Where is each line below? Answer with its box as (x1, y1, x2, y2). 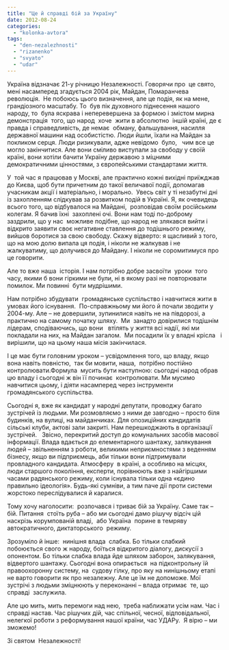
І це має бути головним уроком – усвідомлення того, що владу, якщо (7, 351, 210, 360)
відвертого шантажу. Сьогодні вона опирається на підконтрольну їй (7, 559, 208, 567)
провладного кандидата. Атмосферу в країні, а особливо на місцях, (7, 459, 207, 468)
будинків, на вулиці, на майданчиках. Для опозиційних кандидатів (7, 416, 201, 424)
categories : (7, 23, 41, 29)
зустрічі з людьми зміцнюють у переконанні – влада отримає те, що (7, 581, 208, 589)
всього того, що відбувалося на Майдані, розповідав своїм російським (7, 202, 217, 210)
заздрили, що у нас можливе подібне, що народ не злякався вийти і (7, 217, 208, 225)
